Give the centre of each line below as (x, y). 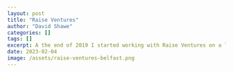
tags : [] (20, 39)
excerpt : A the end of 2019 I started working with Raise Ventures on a (114, 45)
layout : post (26, 13)
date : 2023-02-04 (32, 52)
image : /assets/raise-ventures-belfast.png (71, 58)
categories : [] (29, 33)
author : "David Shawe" (40, 26)
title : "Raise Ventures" (43, 20)
